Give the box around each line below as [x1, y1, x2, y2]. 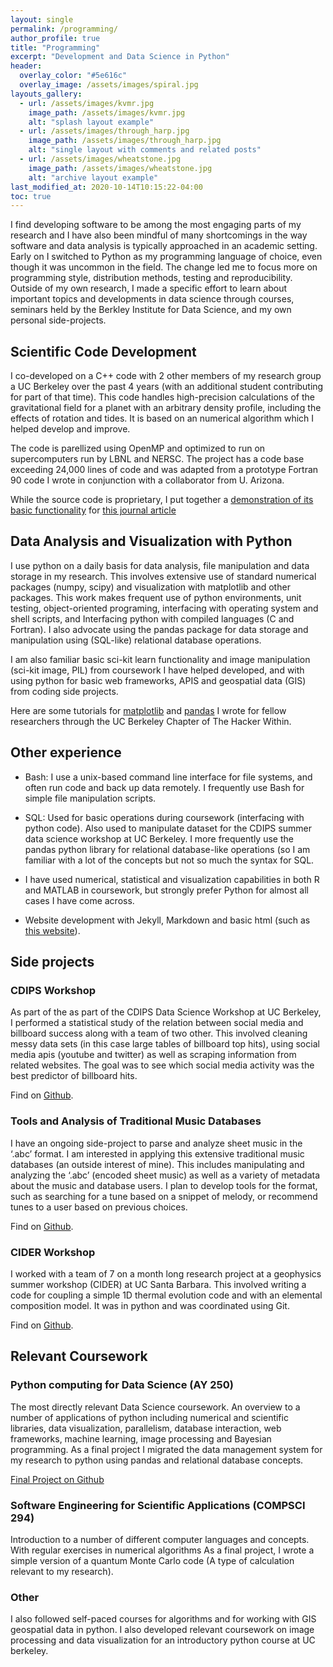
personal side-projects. [10, 314, 107, 326]
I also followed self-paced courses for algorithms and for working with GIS [10, 1613, 317, 1625]
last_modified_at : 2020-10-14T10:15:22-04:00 [10, 182, 203, 192]
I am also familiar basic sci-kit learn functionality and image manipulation [10, 653, 311, 665]
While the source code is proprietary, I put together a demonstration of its [10, 494, 314, 506]
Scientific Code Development [10, 343, 197, 360]
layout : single [10, 14, 74, 25]
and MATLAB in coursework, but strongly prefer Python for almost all [24, 884, 309, 896]
